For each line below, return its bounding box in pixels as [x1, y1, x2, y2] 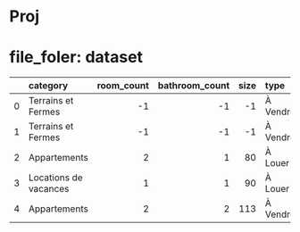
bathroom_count [157, 79, 230, 92]
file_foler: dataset [9, 47, 144, 68]
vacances [28, 183, 70, 195]
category [28, 79, 69, 92]
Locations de [28, 171, 83, 184]
